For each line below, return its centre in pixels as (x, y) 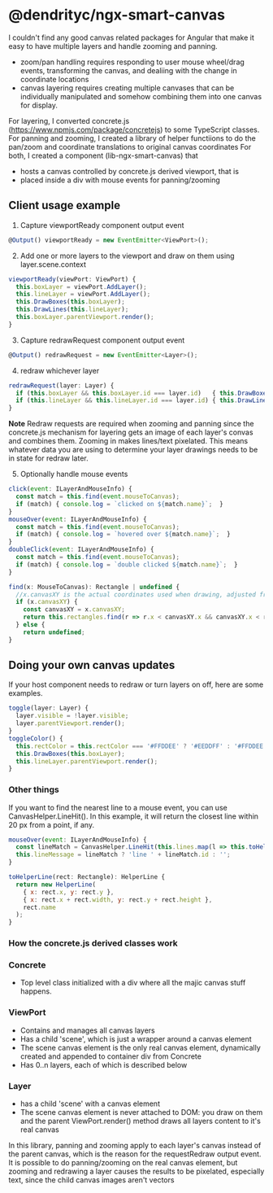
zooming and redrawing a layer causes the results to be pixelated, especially (136, 1171)
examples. (26, 693)
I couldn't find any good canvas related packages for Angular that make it (131, 37)
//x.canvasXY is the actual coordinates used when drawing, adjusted (136, 594)
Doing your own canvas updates (92, 665)
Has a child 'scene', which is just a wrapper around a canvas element (136, 1038)
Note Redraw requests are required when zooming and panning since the (131, 424)
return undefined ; (54, 632)
